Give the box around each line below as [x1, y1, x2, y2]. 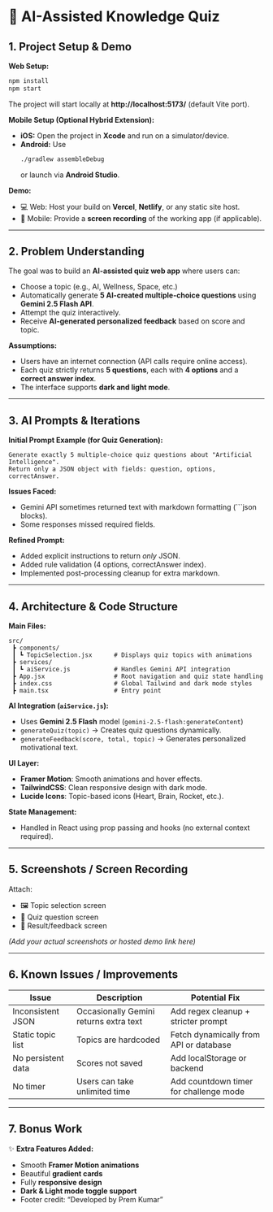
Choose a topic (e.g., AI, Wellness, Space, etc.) [19, 282, 178, 292]
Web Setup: [8, 61, 50, 71]
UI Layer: [8, 758, 40, 768]
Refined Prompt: [8, 536, 65, 545]
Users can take [76, 1075, 134, 1087]
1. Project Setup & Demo [8, 40, 132, 54]
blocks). [19, 511, 48, 521]
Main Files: [8, 621, 46, 631]
